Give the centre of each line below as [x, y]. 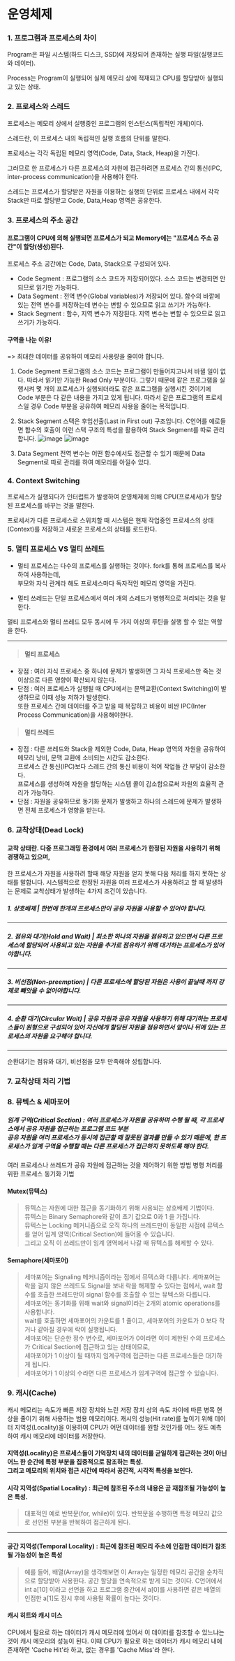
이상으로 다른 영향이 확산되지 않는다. [67, 680]
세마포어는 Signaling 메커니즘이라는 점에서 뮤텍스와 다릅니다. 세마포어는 [122, 1277]
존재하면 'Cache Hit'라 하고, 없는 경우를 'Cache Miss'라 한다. [91, 1649]
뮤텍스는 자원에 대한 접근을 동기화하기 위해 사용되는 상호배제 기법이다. [119, 1208]
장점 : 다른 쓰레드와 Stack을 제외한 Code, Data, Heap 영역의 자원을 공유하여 [121, 749]
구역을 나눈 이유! [30, 339]
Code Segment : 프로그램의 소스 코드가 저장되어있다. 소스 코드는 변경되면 [117, 278]
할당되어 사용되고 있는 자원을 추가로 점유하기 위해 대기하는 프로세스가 [118, 945]
